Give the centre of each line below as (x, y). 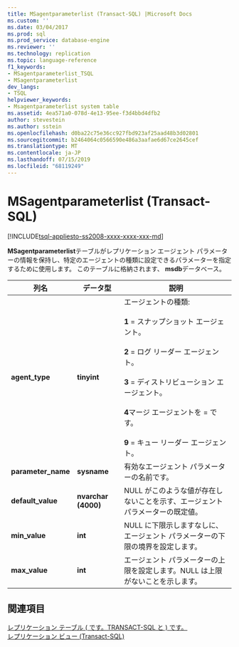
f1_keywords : (27, 67)
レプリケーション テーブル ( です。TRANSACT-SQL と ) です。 (97, 627)
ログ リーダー (159, 352)
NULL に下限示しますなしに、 (174, 525)
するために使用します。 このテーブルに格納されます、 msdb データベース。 (117, 268)
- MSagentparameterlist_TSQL (51, 73)
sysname (93, 471)
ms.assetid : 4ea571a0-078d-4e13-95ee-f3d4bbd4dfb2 (84, 113)
